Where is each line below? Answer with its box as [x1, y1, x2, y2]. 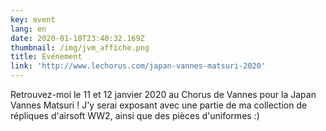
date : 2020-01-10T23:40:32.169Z [10, 33, 145, 43]
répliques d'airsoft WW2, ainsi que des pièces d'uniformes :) [10, 110, 260, 121]
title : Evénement [10, 52, 83, 62]
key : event [10, 14, 56, 25]
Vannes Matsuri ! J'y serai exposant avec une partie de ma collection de [10, 99, 308, 111]
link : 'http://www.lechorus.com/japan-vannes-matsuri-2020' [10, 61, 267, 71]
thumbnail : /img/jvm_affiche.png [10, 42, 150, 53]
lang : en [10, 24, 47, 34]
